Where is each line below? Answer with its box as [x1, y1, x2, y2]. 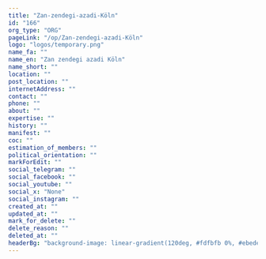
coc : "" [8, 136, 34, 145]
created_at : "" [8, 202, 59, 210]
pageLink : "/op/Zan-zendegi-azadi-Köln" [8, 33, 144, 42]
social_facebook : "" [8, 173, 77, 182]
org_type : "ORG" [8, 26, 62, 34]
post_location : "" [8, 77, 69, 85]
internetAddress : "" [8, 84, 77, 93]
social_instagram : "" [8, 195, 80, 203]
